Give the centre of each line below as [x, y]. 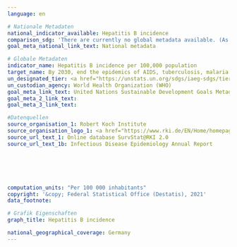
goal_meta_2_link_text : [42, 98]
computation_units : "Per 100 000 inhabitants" [77, 188]
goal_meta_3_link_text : [42, 105]
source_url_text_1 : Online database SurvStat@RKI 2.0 [88, 137]
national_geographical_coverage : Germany [69, 233]
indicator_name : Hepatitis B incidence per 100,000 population [102, 66]
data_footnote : [30, 201]
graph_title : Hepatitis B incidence [61, 220]
